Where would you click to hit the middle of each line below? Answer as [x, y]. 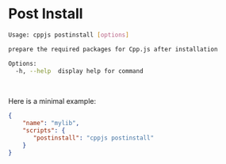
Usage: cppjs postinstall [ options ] [69, 35]
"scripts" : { [44, 131]
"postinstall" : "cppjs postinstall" [94, 138]
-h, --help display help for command [80, 71]
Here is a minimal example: [52, 101]
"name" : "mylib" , [51, 124]
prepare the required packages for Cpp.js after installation [113, 49]
